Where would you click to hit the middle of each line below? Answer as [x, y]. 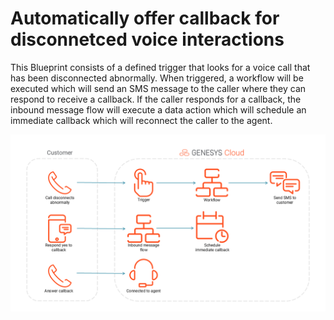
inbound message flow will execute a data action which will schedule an [158, 109]
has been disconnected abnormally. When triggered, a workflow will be [157, 78]
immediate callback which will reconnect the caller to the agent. [141, 120]
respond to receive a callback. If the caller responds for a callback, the [156, 99]
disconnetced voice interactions [147, 39]
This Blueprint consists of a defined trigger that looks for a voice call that [160, 67]
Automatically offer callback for [145, 18]
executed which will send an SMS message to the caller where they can [158, 88]
